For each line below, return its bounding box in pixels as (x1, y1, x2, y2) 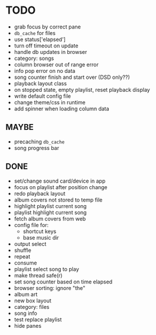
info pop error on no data (14, 67, 76, 74)
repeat (14, 253, 31, 260)
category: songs (14, 55, 54, 62)
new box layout (14, 297, 51, 304)
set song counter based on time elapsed (14, 278, 113, 285)
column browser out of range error (14, 60, 99, 68)
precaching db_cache (14, 138, 65, 145)
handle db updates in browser (14, 48, 87, 55)
